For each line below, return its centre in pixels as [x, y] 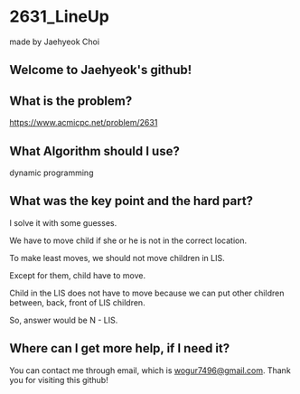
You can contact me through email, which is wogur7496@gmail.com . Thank [150, 370]
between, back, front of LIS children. [78, 302]
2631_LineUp [60, 17]
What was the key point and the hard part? [131, 201]
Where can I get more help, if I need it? [120, 348]
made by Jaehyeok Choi [55, 42]
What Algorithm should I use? [95, 151]
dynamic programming [52, 173]
